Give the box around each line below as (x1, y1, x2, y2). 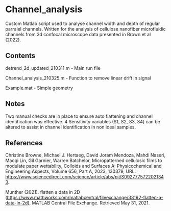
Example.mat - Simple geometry (5, 85, 73, 91)
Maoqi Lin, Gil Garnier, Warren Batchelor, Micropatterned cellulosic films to (5, 157, 162, 164)
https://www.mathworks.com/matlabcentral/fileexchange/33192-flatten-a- (7, 195, 163, 201)
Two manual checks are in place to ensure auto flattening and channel (5, 113, 153, 119)
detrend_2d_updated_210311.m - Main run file (5, 65, 101, 71)
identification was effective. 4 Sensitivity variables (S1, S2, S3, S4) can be (5, 118, 160, 124)
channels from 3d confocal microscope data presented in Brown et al (5, 31, 151, 37)
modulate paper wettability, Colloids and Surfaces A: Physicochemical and (5, 163, 162, 169)
